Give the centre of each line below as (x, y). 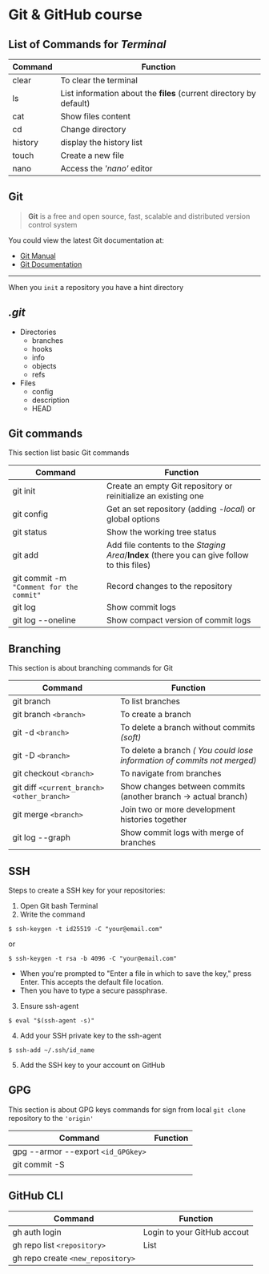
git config (30, 514)
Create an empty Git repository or (170, 486)
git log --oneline (44, 620)
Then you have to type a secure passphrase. (94, 990)
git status (30, 532)
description (50, 400)
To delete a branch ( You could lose (187, 751)
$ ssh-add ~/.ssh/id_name (51, 1050)
